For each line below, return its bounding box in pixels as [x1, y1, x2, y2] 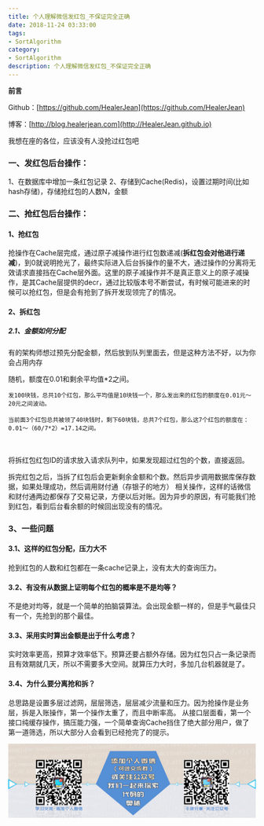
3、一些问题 [8, 523, 54, 534]
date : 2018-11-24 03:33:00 [8, 20, 97, 29]
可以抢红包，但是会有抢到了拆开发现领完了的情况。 [14, 288, 181, 297]
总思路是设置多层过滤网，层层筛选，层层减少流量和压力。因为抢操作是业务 [8, 698, 249, 707]
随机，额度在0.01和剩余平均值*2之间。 [8, 374, 134, 384]
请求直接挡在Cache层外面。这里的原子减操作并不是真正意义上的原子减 [14, 268, 243, 277]
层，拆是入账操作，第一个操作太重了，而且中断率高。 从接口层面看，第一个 [8, 707, 251, 717]
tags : [8, 29, 26, 37]
